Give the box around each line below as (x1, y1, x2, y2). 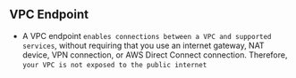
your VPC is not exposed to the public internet (21, 60, 207, 69)
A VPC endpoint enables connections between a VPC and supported (21, 30, 272, 41)
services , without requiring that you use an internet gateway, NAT (21, 40, 266, 51)
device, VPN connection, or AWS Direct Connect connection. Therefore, (21, 49, 288, 60)
